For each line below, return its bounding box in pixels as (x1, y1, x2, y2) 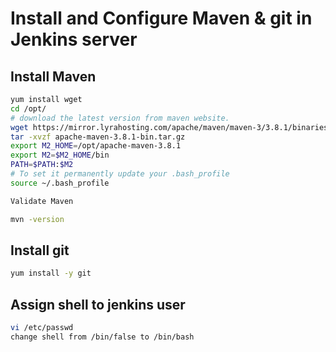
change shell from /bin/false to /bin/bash (10, 332, 195, 342)
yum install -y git (10, 268, 92, 279)
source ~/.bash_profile (10, 178, 110, 188)
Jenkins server (10, 28, 138, 51)
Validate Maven (10, 196, 74, 206)
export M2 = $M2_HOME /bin (10, 150, 110, 161)
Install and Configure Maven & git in (10, 7, 313, 30)
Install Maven (10, 68, 97, 85)
